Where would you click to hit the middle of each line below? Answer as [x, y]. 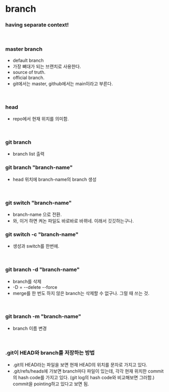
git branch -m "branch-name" [43, 316]
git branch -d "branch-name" [43, 269]
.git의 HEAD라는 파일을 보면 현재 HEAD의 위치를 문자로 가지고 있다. [80, 365]
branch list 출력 [29, 154]
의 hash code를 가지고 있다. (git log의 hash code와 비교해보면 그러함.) [83, 378]
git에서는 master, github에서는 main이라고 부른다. [63, 83]
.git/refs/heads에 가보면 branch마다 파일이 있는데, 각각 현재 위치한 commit [88, 371]
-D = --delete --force [35, 287]
